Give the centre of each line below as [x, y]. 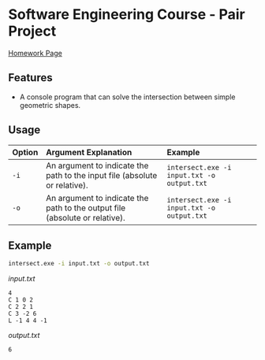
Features [30, 78]
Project [32, 31]
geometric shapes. [50, 105]
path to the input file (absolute [102, 175]
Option [25, 152]
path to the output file [86, 208]
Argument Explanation [89, 152]
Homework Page [35, 53]
